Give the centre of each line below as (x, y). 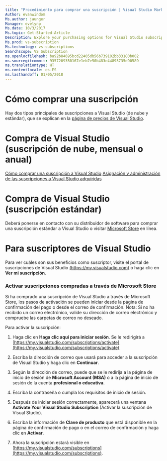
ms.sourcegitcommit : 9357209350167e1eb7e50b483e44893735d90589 (72, 61)
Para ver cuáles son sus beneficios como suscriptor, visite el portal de (77, 262)
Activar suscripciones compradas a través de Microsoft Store (81, 286)
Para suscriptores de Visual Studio (78, 248)
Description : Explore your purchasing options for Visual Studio (74, 38)
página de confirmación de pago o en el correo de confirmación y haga (85, 427)
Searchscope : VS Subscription (37, 51)
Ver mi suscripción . (26, 273)
